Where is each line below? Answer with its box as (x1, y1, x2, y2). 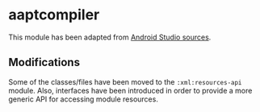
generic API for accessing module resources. (8, 94, 159, 104)
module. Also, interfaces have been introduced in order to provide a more (8, 85, 253, 95)
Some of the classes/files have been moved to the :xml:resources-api (8, 77, 242, 86)
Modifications (8, 56, 81, 69)
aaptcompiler (8, 6, 100, 24)
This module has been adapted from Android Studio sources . (8, 32, 212, 42)
